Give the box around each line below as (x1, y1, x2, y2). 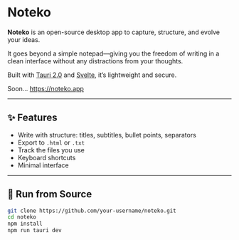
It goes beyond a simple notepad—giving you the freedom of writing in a (7, 49, 220, 58)
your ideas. (7, 35, 41, 43)
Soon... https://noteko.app (7, 84, 84, 93)
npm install (7, 220, 43, 228)
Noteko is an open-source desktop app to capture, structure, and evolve (7, 28, 221, 36)
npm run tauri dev (7, 227, 62, 234)
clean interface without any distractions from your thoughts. (7, 56, 184, 65)
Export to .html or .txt (17, 138, 85, 147)
